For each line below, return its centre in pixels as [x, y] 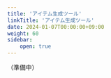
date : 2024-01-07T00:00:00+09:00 [56, 27]
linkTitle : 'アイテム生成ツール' [51, 20]
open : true [36, 46]
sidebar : [20, 40]
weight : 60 [23, 33]
